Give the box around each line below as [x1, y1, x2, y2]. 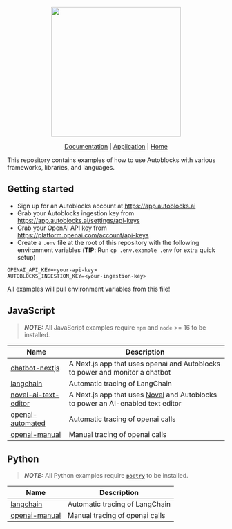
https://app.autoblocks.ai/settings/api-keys [17, 216, 140, 224]
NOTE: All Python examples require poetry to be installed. [23, 472, 188, 480]
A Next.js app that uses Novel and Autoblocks [68, 390, 217, 400]
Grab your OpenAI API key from [17, 224, 107, 232]
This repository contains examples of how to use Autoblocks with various [7, 156, 216, 164]
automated [10, 418, 46, 428]
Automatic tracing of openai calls [68, 414, 176, 424]
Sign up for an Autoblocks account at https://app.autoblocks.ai [17, 201, 196, 210]
